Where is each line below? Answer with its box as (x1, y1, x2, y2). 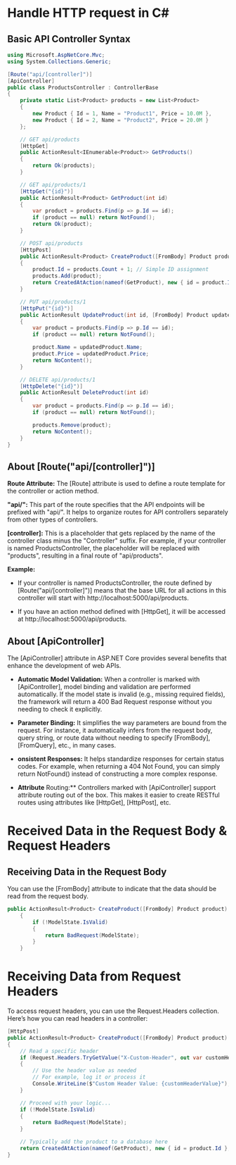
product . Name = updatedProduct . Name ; (32, 344, 143, 351)
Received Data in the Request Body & (7, 823, 228, 839)
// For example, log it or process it (32, 1073, 146, 1081)
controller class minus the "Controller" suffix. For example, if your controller (7, 536, 226, 545)
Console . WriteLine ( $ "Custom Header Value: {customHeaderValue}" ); (32, 1081, 231, 1088)
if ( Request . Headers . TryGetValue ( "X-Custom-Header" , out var (20, 1054, 203, 1061)
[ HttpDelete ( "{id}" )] (20, 382, 83, 390)
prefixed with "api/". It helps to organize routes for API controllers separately (7, 508, 228, 517)
